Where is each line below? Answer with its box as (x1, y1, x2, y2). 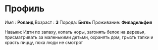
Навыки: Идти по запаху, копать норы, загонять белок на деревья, (4, 29, 146, 35)
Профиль (4, 3, 45, 14)
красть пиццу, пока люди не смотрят (4, 39, 83, 45)
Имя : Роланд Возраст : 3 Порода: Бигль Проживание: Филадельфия (4, 19, 153, 25)
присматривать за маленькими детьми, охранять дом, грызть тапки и (4, 34, 154, 40)
